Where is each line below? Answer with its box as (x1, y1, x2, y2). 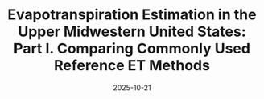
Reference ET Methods (54, 57, 210, 75)
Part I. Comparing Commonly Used (14, 40, 250, 57)
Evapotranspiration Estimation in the (7, 6, 257, 24)
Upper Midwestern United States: (18, 22, 246, 41)
